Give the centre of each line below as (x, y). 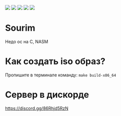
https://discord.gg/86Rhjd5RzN (37, 108)
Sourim (20, 28)
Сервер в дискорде (47, 95)
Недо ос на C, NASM (27, 42)
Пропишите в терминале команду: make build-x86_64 (61, 75)
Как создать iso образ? (55, 61)
